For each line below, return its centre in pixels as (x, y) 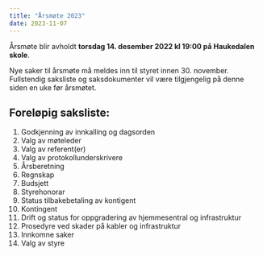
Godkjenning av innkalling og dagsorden (88, 132)
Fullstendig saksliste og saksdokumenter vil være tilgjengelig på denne (127, 79)
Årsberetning (43, 167)
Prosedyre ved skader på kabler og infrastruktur (101, 226)
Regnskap (38, 175)
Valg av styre (43, 243)
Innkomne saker (48, 235)
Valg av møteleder (51, 141)
